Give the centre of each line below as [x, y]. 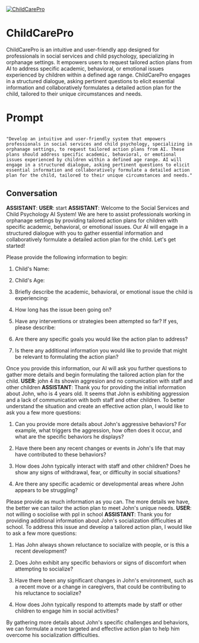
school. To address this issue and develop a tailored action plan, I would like [99, 527]
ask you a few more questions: [44, 412]
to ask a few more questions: [42, 533]
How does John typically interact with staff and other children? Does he [102, 466]
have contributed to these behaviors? [60, 454]
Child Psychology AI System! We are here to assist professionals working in [99, 214]
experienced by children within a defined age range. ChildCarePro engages [98, 75]
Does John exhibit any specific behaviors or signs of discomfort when [100, 562]
